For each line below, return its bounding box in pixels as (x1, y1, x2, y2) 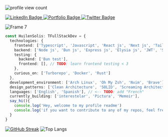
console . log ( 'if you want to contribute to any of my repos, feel (14, 108, 155, 113)
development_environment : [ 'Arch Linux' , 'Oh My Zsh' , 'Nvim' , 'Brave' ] (9, 80, 164, 85)
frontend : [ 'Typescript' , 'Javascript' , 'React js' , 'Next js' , (14, 43, 151, 48)
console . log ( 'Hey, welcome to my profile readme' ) (14, 103, 122, 108)
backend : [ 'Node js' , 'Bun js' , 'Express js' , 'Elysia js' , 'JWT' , (14, 47, 157, 52)
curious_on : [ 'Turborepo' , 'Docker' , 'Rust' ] (14, 71, 111, 76)
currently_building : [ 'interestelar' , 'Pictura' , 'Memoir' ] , (9, 94, 140, 99)
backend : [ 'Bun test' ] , (18, 57, 68, 62)
